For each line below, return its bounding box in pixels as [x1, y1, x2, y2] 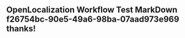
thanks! [6, 24, 37, 34]
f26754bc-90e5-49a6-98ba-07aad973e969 [6, 14, 180, 25]
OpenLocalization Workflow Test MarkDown [6, 5, 178, 15]
